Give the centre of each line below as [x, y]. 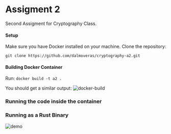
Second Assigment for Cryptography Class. [51, 23]
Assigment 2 [33, 9]
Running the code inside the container [54, 101]
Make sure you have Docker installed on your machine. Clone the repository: [86, 46]
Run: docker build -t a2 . [34, 78]
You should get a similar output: [39, 88]
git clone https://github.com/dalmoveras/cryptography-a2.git [73, 56]
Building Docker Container [34, 67]
